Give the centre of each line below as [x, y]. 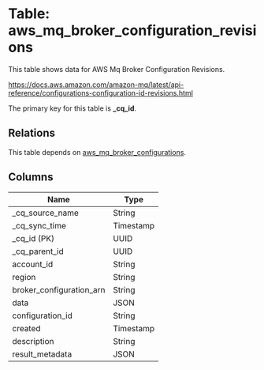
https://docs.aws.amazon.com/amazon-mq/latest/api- [96, 85]
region [24, 277]
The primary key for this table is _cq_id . [72, 108]
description [33, 341]
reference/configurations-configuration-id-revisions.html [100, 92]
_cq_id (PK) [33, 238]
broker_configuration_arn [59, 289]
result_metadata [42, 354]
